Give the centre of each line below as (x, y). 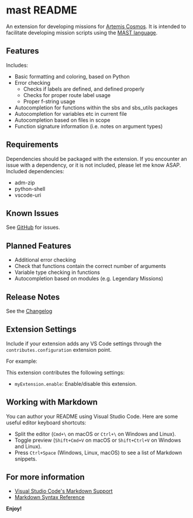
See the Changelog (29, 311)
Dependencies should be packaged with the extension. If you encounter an (96, 159)
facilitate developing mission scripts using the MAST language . (82, 32)
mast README (42, 10)
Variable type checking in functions (57, 272)
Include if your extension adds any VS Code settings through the (84, 344)
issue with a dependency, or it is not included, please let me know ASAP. (94, 165)
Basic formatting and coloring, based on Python (72, 76)
